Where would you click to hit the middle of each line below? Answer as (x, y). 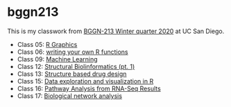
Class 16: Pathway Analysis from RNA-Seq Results (89, 88)
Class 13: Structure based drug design (72, 74)
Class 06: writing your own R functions (72, 52)
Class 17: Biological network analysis (70, 96)
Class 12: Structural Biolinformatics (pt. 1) (76, 66)
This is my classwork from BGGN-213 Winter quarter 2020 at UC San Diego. (116, 31)
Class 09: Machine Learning (58, 59)
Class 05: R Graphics (47, 44)
